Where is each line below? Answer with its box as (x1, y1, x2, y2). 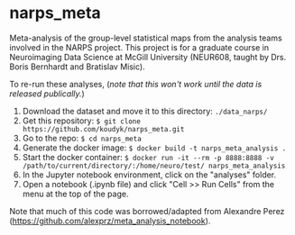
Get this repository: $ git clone (22, 115, 142, 126)
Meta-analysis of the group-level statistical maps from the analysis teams (9, 32, 282, 43)
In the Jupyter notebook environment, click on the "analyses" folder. (22, 169, 277, 180)
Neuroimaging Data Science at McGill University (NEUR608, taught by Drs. (9, 51, 287, 62)
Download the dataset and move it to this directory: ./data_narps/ (22, 105, 268, 116)
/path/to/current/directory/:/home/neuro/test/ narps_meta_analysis (22, 161, 286, 170)
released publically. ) (9, 88, 86, 99)
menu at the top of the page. (22, 188, 129, 199)
